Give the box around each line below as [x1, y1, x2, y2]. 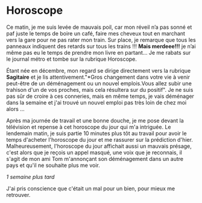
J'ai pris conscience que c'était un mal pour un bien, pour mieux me [6, 184, 175, 192]
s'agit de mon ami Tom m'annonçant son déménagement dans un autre [6, 155, 184, 162]
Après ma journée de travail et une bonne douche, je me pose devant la [6, 117, 184, 124]
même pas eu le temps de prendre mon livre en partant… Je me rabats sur [6, 49, 191, 56]
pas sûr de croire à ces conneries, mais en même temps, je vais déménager [6, 92, 195, 100]
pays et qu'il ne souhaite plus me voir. [6, 162, 101, 169]
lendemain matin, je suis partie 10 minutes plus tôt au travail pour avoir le [6, 130, 187, 137]
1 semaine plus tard [6, 173, 55, 180]
